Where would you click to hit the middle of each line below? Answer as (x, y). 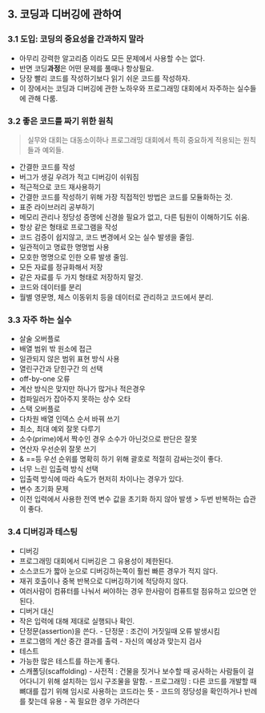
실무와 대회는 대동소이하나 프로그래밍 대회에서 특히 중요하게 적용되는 (134, 139)
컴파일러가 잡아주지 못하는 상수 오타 (75, 399)
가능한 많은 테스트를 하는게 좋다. (69, 661)
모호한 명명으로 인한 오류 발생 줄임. (74, 257)
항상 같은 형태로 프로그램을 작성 (68, 227)
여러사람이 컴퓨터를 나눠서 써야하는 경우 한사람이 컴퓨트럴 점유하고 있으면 (134, 590)
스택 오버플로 (40, 409)
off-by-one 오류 (44, 379)
